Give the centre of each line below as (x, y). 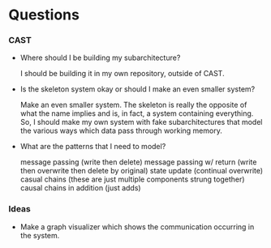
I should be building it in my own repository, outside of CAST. (122, 74)
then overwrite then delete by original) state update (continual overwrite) (142, 171)
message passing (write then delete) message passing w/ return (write (138, 162)
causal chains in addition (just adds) (80, 188)
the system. (40, 235)
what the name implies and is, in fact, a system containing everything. (137, 113)
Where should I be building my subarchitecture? (100, 58)
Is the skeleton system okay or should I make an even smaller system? (138, 89)
